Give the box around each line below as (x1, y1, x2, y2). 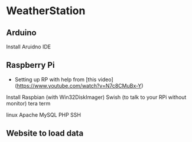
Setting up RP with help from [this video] (14, 75, 113, 83)
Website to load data (6, 128, 84, 138)
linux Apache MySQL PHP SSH (6, 111, 82, 118)
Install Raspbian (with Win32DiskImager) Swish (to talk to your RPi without (6, 93, 187, 101)
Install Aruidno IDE (6, 43, 51, 50)
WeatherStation (6, 4, 86, 18)
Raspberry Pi (6, 60, 55, 70)
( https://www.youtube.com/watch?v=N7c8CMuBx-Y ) (14, 82, 144, 89)
